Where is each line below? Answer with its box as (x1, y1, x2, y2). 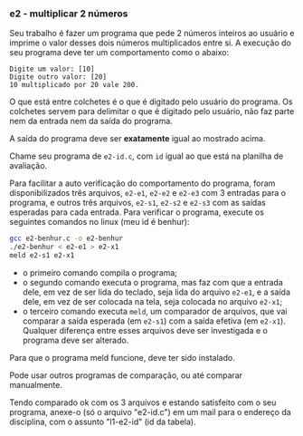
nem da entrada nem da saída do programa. (9, 116, 174, 127)
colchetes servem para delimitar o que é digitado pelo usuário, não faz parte (9, 106, 295, 117)
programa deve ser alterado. (22, 334, 129, 345)
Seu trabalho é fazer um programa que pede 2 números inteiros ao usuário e (9, 28, 296, 39)
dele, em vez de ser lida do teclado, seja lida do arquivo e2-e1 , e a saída (22, 286, 291, 297)
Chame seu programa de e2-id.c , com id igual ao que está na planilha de (9, 150, 284, 161)
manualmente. (9, 379, 63, 390)
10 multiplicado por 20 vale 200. (9, 81, 140, 90)
